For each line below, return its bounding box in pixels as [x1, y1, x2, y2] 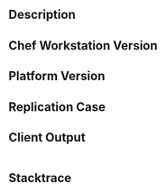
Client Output [8, 130, 87, 145]
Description [8, 7, 76, 23]
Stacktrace [8, 170, 72, 186]
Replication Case [8, 99, 106, 114]
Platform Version [8, 69, 106, 84]
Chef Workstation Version [8, 38, 159, 53]
